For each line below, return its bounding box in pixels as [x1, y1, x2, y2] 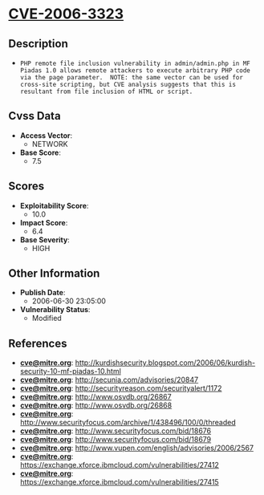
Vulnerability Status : [19, 305, 91, 314]
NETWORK [31, 139, 68, 148]
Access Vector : [19, 130, 73, 140]
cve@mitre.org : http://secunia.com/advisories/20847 [19, 375, 199, 385]
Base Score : [19, 148, 62, 157]
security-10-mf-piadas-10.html [19, 367, 122, 376]
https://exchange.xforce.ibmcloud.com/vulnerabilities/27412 [19, 461, 219, 470]
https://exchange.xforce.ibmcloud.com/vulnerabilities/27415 [19, 477, 219, 487]
